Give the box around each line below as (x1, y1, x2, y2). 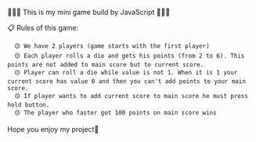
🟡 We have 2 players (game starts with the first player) (14, 42, 210, 50)
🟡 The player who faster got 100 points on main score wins (14, 109, 217, 117)
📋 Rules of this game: (7, 24, 79, 32)
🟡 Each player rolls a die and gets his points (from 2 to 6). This (14, 52, 245, 60)
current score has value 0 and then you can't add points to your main (7, 78, 246, 86)
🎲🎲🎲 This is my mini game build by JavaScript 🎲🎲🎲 (7, 8, 171, 16)
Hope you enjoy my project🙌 (7, 125, 99, 133)
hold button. (7, 101, 50, 109)
